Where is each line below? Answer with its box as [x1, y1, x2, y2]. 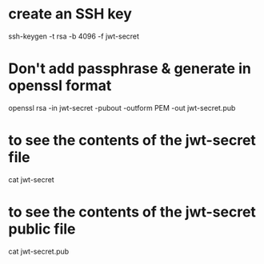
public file [8, 220, 76, 238]
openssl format [8, 77, 112, 95]
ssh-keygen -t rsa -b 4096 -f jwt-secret [8, 31, 140, 41]
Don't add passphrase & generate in [8, 59, 252, 78]
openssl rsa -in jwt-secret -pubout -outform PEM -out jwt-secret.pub [8, 103, 236, 112]
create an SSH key [8, 5, 132, 23]
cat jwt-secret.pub [8, 246, 70, 256]
